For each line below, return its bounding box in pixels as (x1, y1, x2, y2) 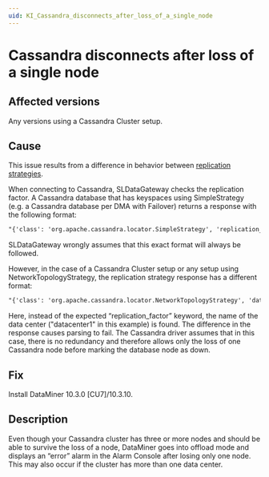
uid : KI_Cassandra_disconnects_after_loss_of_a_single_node (8, 11, 214, 20)
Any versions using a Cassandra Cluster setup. (8, 116, 163, 126)
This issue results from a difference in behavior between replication (8, 161, 231, 170)
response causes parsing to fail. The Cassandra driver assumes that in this (8, 328, 255, 338)
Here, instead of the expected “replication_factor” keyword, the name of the (8, 311, 259, 321)
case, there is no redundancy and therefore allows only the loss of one (8, 337, 242, 347)
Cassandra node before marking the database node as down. (8, 345, 211, 355)
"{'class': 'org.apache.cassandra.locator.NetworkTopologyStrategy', (8, 297, 246, 305)
